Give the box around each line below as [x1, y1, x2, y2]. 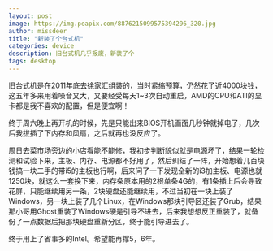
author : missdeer [8, 27, 67, 35]
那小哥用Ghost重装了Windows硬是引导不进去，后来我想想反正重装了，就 [8, 206, 252, 216]
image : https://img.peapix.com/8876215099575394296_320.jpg [8, 19, 217, 28]
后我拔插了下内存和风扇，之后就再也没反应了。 [8, 128, 165, 138]
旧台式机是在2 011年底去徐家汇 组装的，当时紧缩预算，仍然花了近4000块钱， [8, 80, 262, 90]
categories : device [8, 42, 75, 50]
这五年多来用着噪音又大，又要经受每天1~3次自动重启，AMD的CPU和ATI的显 [8, 90, 262, 100]
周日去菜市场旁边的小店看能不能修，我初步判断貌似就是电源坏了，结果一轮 [8, 145, 258, 155]
